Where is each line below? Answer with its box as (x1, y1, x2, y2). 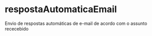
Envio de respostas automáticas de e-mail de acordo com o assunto (5, 20, 147, 26)
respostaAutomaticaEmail (5, 4, 117, 15)
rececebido (5, 25, 29, 31)
